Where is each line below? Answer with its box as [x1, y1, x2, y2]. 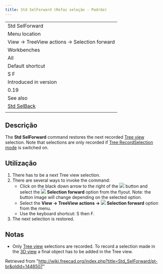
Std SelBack [7, 102, 36, 109]
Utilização [5, 159, 37, 167]
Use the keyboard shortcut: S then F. [19, 211, 95, 217]
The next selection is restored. [12, 216, 75, 222]
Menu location [7, 30, 41, 37]
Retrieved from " [5, 258, 39, 264]
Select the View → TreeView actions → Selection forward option [19, 200, 159, 206]
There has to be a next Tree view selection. [12, 172, 100, 178]
